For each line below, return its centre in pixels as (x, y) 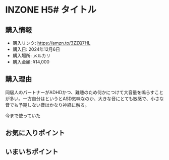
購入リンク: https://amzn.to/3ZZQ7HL (51, 43)
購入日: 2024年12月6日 (36, 49)
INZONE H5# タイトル (51, 10)
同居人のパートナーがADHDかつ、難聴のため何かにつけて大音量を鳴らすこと (84, 92)
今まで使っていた (23, 115)
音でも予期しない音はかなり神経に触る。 (47, 105)
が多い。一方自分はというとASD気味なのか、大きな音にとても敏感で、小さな (84, 99)
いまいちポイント (32, 152)
